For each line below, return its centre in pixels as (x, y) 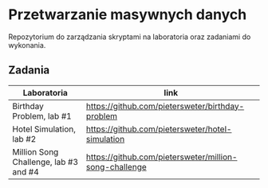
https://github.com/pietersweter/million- (162, 157)
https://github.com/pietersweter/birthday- (166, 106)
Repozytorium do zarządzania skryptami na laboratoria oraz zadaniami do (130, 37)
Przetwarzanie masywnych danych (128, 15)
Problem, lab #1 (42, 116)
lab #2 (24, 139)
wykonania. (27, 45)
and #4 (26, 171)
